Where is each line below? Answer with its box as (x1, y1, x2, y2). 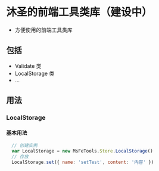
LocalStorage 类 (14, 70, 55, 77)
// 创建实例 (11, 142, 38, 149)
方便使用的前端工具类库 (14, 26, 73, 33)
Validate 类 (14, 62, 42, 69)
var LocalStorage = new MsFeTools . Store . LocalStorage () (11, 148, 153, 154)
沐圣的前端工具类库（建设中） (6, 5, 153, 19)
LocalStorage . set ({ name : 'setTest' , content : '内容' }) (11, 159, 154, 165)
